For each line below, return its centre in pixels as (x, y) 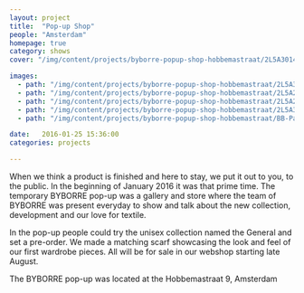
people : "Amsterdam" (48, 34)
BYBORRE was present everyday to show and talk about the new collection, (150, 205)
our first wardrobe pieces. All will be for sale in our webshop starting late (145, 251)
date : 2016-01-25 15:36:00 (64, 135)
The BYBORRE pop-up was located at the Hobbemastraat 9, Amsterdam (143, 279)
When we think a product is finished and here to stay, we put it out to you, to (152, 176)
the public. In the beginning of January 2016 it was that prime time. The (142, 186)
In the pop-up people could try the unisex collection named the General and (151, 232)
